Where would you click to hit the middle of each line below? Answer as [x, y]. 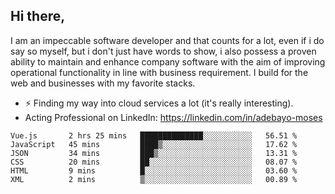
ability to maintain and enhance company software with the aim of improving [168, 61]
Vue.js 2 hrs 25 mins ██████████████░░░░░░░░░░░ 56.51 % [154, 135]
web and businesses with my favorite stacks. [103, 83]
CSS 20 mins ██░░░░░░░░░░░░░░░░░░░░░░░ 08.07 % [154, 162]
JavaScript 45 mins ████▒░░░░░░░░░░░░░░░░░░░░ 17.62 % [154, 144]
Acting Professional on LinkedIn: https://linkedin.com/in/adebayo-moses [173, 117]
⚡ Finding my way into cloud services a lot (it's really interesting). [159, 103]
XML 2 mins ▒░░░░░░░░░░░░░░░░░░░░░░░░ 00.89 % [154, 179]
